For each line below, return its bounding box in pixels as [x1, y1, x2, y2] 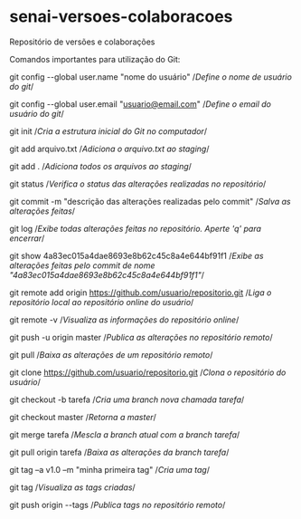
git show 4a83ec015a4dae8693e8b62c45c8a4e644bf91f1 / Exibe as [9, 250, 264, 261]
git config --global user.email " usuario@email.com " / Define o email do [9, 98, 272, 110]
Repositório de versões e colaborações [9, 36, 155, 47]
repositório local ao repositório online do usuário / [9, 296, 194, 307]
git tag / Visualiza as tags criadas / [9, 482, 136, 493]
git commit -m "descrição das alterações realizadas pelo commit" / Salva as [9, 196, 291, 207]
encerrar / [9, 233, 45, 244]
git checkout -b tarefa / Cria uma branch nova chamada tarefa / [9, 394, 245, 405]
